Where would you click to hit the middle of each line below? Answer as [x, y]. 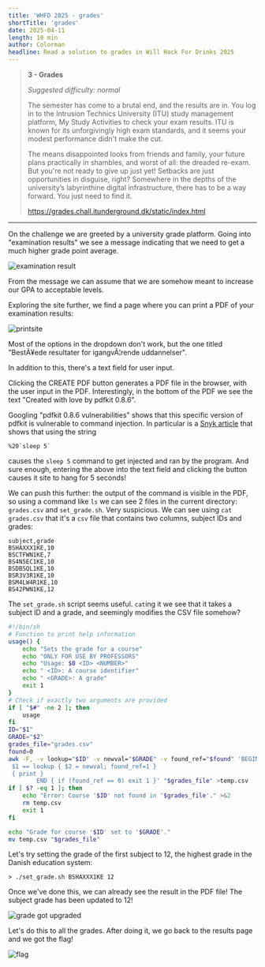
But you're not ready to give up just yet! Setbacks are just [121, 171]
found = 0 [21, 751]
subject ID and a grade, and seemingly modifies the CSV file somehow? [124, 612]
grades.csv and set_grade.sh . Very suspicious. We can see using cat [120, 510]
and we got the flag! [41, 939]
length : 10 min [33, 37]
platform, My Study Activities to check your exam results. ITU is [131, 122]
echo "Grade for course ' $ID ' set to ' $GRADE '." [90, 832]
